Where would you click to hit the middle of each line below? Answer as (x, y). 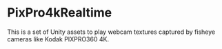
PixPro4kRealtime (60, 13)
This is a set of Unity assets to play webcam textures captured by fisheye (111, 32)
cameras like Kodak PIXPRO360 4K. (58, 39)
